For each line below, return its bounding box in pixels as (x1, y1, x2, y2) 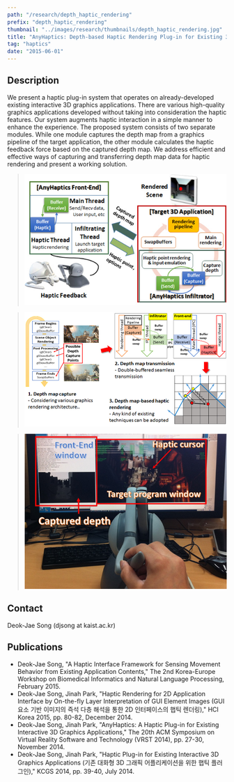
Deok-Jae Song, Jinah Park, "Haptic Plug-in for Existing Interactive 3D (17, 750, 219, 758)
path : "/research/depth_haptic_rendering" (7, 11, 132, 18)
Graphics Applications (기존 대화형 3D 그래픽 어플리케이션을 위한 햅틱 (17, 758, 210, 767)
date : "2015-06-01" (7, 48, 64, 55)
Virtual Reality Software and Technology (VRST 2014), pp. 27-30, (17, 735, 204, 744)
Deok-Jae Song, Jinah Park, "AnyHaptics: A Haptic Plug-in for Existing (17, 720, 219, 728)
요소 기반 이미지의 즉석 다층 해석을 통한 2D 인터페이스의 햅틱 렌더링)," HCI (17, 705, 219, 714)
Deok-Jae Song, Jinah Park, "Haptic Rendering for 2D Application (17, 689, 206, 698)
